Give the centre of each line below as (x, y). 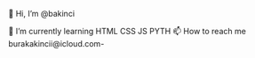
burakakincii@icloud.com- (56, 43)
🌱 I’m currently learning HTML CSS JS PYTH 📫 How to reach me (127, 31)
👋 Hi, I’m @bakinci (42, 14)
